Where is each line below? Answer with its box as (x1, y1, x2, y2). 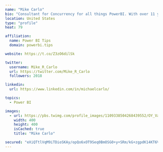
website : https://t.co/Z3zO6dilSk (5, 51, 75, 56)
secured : (5, 140, 23, 145)
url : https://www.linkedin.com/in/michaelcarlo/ (9, 87, 110, 92)
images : (5, 109, 21, 113)
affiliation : (5, 34, 32, 39)
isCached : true (14, 126, 45, 132)
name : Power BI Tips (9, 38, 51, 43)
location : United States (5, 16, 55, 21)
